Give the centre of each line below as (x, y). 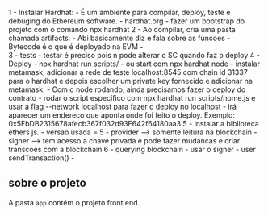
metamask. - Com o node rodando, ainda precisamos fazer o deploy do (127, 89)
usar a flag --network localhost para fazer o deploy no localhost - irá (122, 106)
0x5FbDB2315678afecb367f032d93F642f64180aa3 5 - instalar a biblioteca (134, 124)
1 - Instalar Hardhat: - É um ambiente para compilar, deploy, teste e (119, 12)
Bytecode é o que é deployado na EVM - (76, 47)
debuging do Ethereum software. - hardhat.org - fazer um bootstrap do (126, 21)
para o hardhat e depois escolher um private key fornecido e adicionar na (130, 81)
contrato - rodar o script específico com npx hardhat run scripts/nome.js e (132, 98)
